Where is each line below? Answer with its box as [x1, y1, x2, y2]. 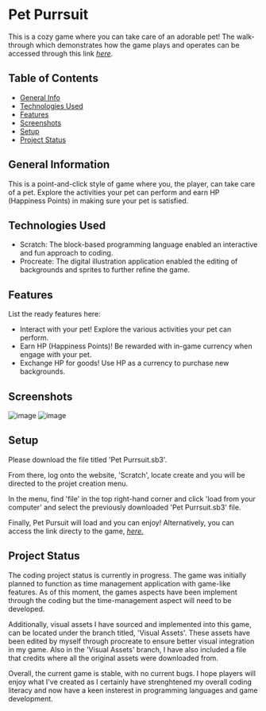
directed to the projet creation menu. [8, 478, 129, 488]
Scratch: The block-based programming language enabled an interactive [19, 240, 258, 249]
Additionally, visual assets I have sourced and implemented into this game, [8, 619, 252, 628]
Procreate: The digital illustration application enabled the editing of [19, 256, 238, 267]
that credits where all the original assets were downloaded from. [8, 653, 218, 663]
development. [8, 694, 53, 703]
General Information [8, 158, 110, 171]
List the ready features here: [8, 309, 101, 319]
